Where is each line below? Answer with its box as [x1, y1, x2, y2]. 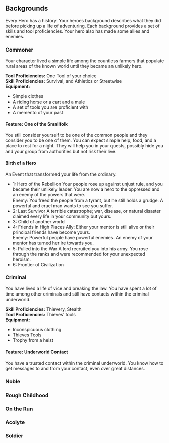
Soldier [5, 432, 24, 439]
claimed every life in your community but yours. [12, 213, 112, 219]
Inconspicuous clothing [12, 326, 62, 332]
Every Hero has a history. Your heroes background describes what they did [5, 17, 161, 23]
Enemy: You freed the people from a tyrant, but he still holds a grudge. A [12, 197, 163, 203]
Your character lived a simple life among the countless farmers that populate [5, 58, 164, 64]
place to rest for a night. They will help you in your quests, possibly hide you [5, 143, 164, 149]
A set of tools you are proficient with [12, 104, 88, 110]
